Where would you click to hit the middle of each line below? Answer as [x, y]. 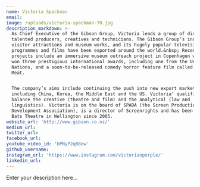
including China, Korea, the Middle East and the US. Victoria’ [93, 94]
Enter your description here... [42, 177]
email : [14, 17]
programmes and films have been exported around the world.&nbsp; [96, 51]
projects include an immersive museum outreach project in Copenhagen [101, 56]
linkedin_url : [24, 160]
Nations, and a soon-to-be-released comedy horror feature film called [102, 67]
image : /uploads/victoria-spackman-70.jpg [60, 23]
